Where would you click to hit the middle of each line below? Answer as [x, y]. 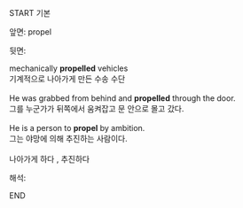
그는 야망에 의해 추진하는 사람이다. [68, 139]
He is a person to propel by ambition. [77, 128]
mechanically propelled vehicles [69, 68]
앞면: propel [30, 32]
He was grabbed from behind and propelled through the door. [123, 98]
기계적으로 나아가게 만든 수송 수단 [67, 79]
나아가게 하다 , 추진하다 [50, 159]
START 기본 [30, 13]
